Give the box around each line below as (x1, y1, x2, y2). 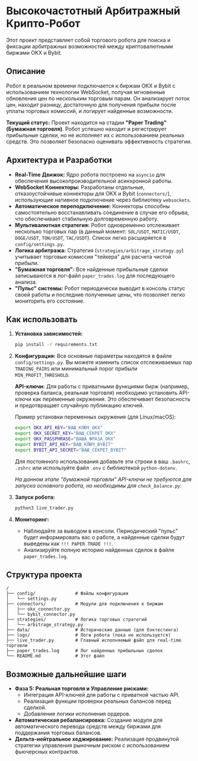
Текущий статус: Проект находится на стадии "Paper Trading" (6, 119, 167, 126)
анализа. (14, 278, 37, 285)
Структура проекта (6, 570, 82, 580)
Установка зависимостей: (14, 330, 83, 337)
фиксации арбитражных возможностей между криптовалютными (6, 43, 173, 50)
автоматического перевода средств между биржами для (14, 723, 161, 730)
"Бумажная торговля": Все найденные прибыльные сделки (14, 266, 168, 273)
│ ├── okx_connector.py (6, 606, 70, 612)
